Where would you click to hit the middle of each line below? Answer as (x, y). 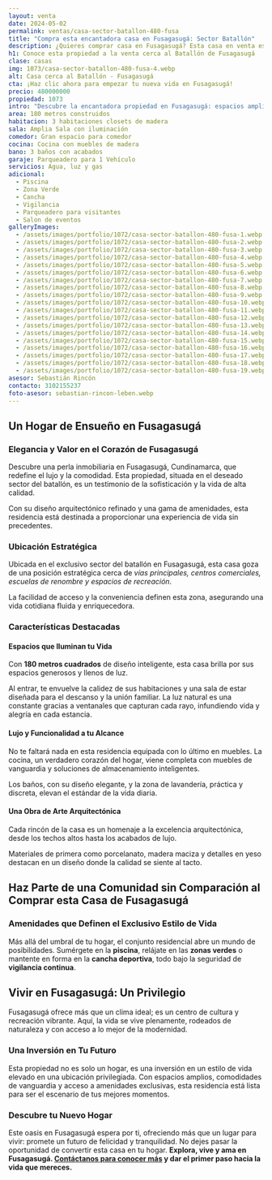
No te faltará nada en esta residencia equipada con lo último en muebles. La (135, 751)
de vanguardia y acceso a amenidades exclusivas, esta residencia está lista (134, 1085)
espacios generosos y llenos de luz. (68, 673)
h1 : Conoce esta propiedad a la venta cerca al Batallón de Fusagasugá (132, 54)
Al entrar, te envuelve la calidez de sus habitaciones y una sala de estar (127, 689)
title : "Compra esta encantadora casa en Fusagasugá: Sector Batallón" (132, 39)
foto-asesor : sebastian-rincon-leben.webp (81, 393)
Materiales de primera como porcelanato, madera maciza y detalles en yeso (135, 854)
